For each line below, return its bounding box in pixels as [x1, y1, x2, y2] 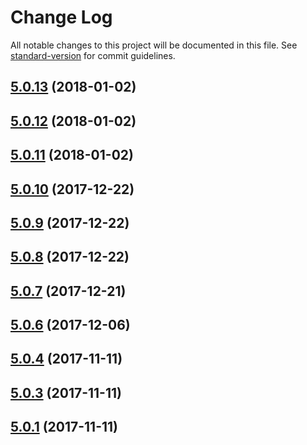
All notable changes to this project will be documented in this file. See [10, 39, 298, 51]
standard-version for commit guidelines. [10, 49, 176, 61]
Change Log [10, 6, 113, 29]
